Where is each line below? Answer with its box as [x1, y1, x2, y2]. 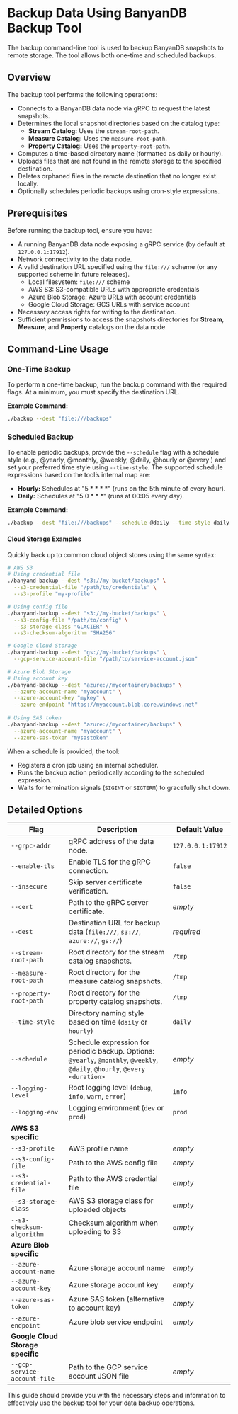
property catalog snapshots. [68, 997, 163, 1007]
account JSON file [68, 1372, 130, 1381]
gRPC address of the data [68, 837, 154, 847]
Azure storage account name [68, 1263, 165, 1273]
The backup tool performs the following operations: [7, 90, 158, 98]
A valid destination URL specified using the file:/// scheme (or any [17, 262, 217, 270]
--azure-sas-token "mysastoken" [13, 734, 110, 741]
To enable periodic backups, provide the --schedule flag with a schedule [7, 448, 220, 457]
